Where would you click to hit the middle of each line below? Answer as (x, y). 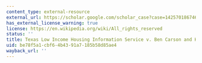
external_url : (24, 17)
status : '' (20, 34)
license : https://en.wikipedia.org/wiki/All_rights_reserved (84, 28)
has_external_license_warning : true (52, 23)
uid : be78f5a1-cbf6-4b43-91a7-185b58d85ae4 (62, 46)
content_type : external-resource (48, 12)
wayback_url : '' (26, 51)
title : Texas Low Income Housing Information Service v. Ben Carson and (99, 40)
